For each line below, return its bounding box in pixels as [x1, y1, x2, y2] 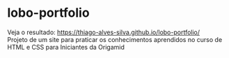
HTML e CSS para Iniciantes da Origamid [7, 43, 125, 51]
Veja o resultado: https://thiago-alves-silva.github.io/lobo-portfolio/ [7, 28, 200, 36]
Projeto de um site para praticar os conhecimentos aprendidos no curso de [7, 35, 223, 43]
